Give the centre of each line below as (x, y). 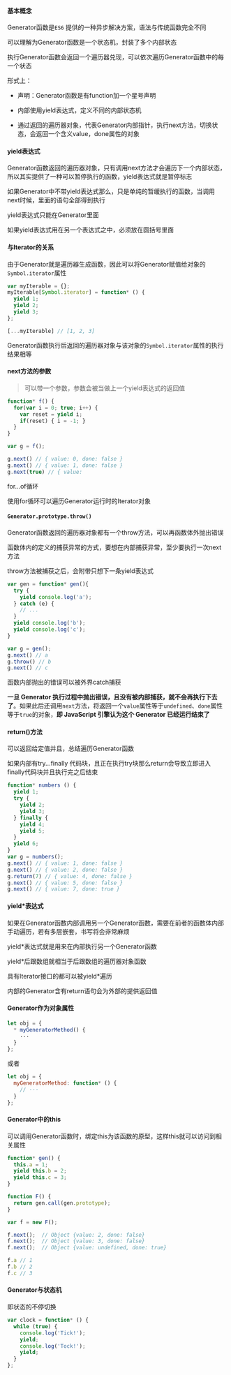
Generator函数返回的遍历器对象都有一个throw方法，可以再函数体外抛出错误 (115, 532)
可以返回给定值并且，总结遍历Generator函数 (71, 749)
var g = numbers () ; (36, 857)
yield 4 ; (32, 824)
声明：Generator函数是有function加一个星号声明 (87, 96)
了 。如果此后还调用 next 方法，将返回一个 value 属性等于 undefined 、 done (109, 706)
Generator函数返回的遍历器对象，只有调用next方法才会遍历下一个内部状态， (117, 168)
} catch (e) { (34, 604)
